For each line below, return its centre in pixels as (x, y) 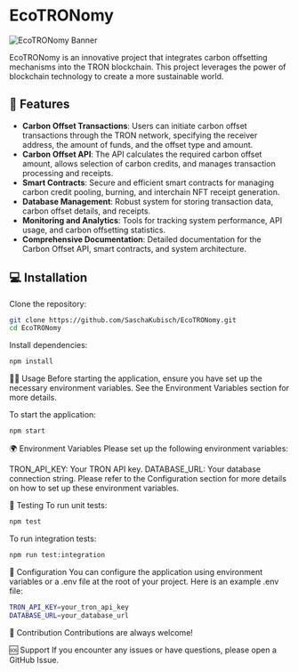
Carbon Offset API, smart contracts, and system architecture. (134, 248)
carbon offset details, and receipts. (86, 211)
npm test (25, 522)
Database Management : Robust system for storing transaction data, (148, 201)
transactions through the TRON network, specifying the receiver (140, 135)
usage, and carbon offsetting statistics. (94, 230)
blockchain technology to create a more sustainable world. (117, 76)
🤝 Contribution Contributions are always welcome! (101, 632)
